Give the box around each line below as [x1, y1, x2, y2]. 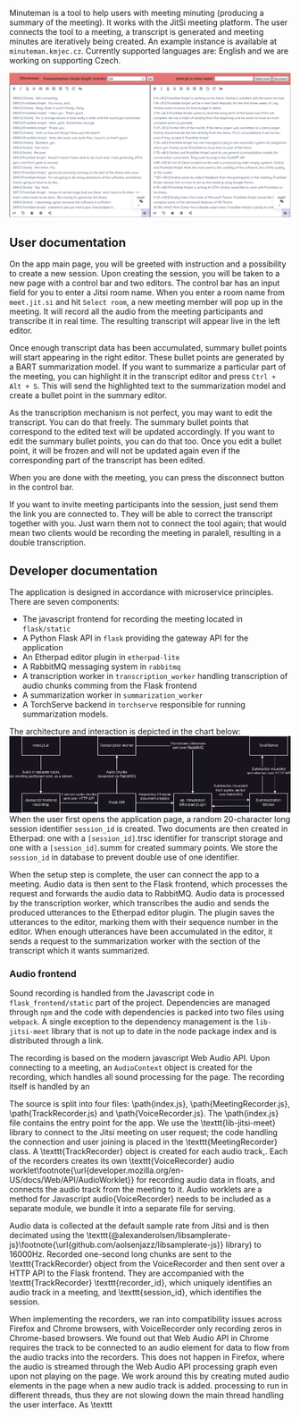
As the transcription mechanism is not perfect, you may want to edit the [9, 407, 273, 419]
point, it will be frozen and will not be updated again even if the [9, 446, 241, 456]
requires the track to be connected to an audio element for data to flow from [9, 1342, 290, 1353]
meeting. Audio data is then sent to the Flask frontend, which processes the [9, 879, 288, 889]
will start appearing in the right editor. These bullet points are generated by [9, 352, 285, 363]
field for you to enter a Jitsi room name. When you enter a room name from [9, 287, 286, 298]
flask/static [21, 625, 71, 634]
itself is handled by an [9, 1081, 90, 1091]
